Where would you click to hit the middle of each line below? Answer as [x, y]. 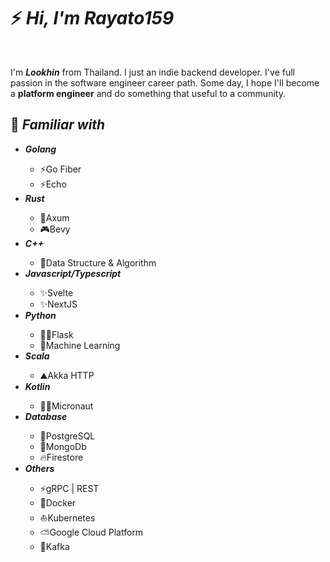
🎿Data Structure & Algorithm [98, 262]
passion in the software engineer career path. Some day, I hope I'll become [165, 82]
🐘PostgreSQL [67, 436]
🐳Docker [58, 502]
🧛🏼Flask [56, 334]
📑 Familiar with [58, 125]
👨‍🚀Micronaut [66, 406]
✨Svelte [56, 292]
